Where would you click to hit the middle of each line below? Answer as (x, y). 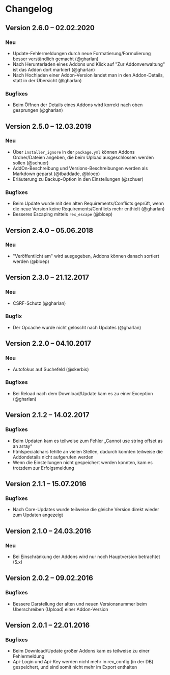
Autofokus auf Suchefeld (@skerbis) (51, 369)
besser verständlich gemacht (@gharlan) (55, 59)
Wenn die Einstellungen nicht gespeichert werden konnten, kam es (82, 462)
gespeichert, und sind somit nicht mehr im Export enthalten (75, 667)
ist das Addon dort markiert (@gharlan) (54, 69)
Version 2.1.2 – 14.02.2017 (47, 415)
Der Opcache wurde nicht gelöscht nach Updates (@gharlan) (77, 327)
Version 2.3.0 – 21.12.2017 (47, 278)
